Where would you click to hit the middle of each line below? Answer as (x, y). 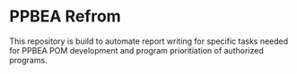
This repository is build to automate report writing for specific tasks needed (149, 41)
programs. (28, 60)
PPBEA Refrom (65, 16)
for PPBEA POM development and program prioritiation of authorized (136, 50)
